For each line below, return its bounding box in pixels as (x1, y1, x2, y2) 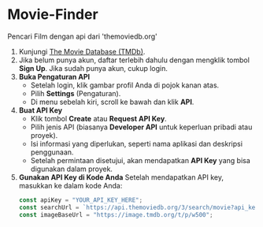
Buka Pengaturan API (18, 72, 91, 81)
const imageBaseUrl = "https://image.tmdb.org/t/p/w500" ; (18, 210, 213, 218)
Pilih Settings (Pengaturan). (30, 88, 121, 98)
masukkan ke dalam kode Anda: (18, 180, 123, 190)
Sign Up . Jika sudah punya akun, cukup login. (18, 63, 169, 73)
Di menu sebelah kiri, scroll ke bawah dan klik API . (30, 97, 194, 106)
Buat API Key (18, 105, 63, 115)
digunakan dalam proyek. (30, 164, 113, 173)
